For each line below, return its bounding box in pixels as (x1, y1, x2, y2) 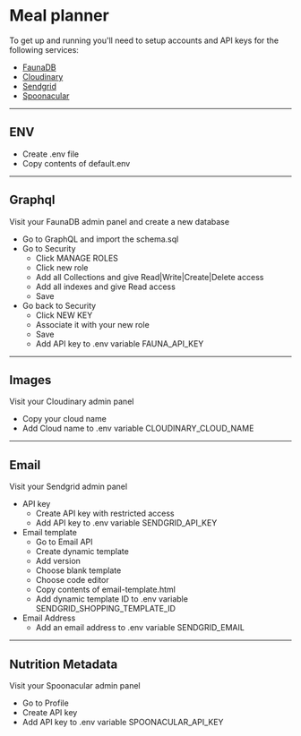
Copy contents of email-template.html (35, 584, 176, 595)
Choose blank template (35, 565, 122, 576)
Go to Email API (35, 536, 93, 547)
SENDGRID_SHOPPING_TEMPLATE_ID (35, 603, 176, 614)
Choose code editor (35, 575, 109, 586)
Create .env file (21, 149, 79, 159)
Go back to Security (21, 300, 97, 311)
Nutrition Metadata (9, 656, 118, 672)
